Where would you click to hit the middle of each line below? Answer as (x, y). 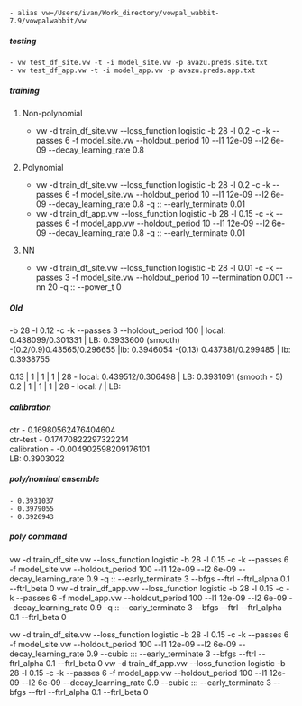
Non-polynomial (52, 113)
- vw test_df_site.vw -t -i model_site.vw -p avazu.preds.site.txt (139, 62)
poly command (38, 536)
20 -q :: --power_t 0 (85, 287)
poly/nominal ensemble (55, 479)
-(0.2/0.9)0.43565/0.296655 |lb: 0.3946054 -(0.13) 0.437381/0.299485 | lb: (150, 349)
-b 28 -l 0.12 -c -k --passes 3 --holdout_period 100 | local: (118, 330)
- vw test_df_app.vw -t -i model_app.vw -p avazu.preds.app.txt (133, 70)
